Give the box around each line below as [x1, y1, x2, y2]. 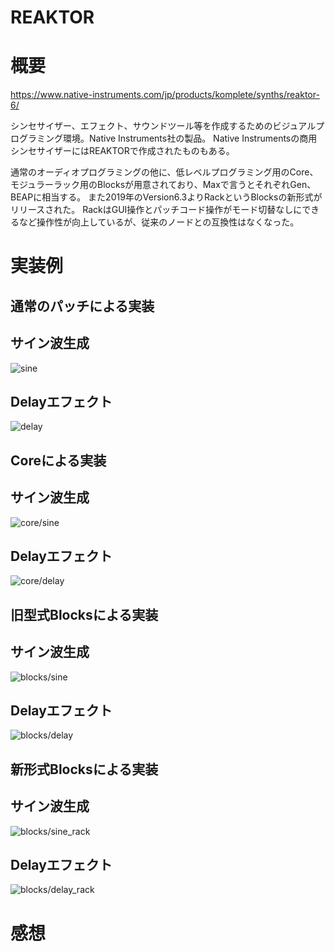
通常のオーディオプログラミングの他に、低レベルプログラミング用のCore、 [10, 166, 319, 178]
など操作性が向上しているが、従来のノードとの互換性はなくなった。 [18, 216, 300, 228]
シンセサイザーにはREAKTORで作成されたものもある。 [10, 145, 235, 157]
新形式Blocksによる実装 [10, 761, 159, 778]
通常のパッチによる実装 [10, 297, 155, 315]
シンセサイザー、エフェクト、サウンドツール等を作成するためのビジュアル [10, 120, 317, 132]
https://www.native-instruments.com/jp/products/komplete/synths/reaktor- [10, 89, 320, 101]
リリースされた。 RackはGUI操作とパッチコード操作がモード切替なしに [10, 204, 303, 216]
